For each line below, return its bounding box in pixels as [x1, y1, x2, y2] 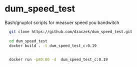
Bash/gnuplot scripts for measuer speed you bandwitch [4, 19, 119, 25]
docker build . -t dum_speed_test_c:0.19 [9, 43, 97, 48]
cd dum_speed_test [9, 38, 48, 43]
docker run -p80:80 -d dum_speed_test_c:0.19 [9, 57, 108, 62]
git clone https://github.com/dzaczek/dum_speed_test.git [9, 29, 133, 34]
